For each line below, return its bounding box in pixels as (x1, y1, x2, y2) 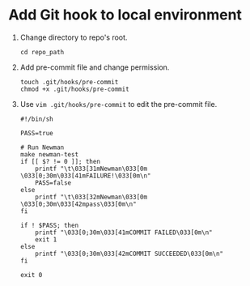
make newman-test (19, 150, 79, 159)
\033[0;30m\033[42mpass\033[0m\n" (19, 200, 137, 208)
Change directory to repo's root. (19, 32, 128, 42)
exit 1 (35, 235, 57, 244)
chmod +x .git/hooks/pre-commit (19, 85, 129, 93)
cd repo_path (19, 48, 65, 56)
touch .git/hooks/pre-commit (19, 78, 119, 86)
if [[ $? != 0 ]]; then (19, 157, 101, 165)
